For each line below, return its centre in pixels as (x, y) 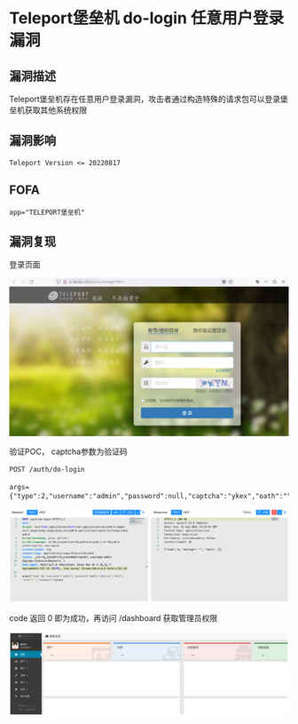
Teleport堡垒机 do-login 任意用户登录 (147, 18)
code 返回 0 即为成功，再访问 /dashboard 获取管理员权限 (114, 618)
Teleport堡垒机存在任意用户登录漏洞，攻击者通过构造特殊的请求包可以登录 (145, 99)
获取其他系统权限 (55, 110)
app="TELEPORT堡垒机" (47, 212)
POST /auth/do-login (47, 470)
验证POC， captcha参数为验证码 (68, 452)
